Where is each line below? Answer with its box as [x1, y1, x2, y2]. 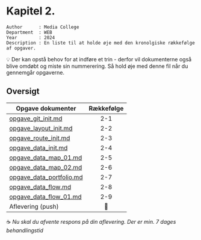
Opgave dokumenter [16, 104, 76, 112]
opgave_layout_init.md [9, 124, 73, 132]
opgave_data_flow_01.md [9, 192, 82, 201]
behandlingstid [6, 227, 43, 234]
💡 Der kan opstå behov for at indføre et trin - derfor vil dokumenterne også [6, 55, 192, 63]
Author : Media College [6, 24, 79, 30]
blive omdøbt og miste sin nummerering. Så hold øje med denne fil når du [6, 62, 188, 70]
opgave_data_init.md [9, 143, 68, 152]
